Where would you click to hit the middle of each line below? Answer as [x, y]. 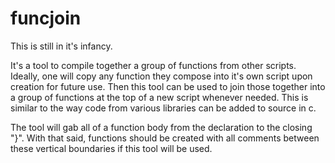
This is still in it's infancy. [61, 46]
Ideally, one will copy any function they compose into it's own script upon [161, 76]
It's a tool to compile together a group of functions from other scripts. [153, 65]
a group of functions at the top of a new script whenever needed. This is [159, 97]
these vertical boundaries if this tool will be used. [111, 148]
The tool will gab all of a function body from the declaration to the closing [161, 127]
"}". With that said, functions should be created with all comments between [165, 138]
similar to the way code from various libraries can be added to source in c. [163, 108]
